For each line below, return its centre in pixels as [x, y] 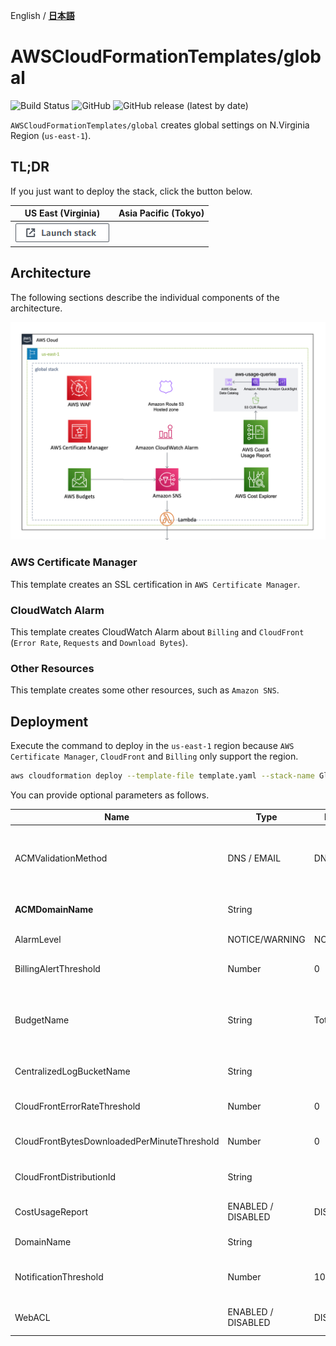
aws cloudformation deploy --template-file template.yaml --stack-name [162, 775]
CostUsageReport [51, 1211]
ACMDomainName [54, 909]
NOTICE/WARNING [266, 939]
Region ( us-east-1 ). [51, 135]
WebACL [32, 1317]
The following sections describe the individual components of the [145, 297]
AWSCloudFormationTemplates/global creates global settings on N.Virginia [160, 125]
